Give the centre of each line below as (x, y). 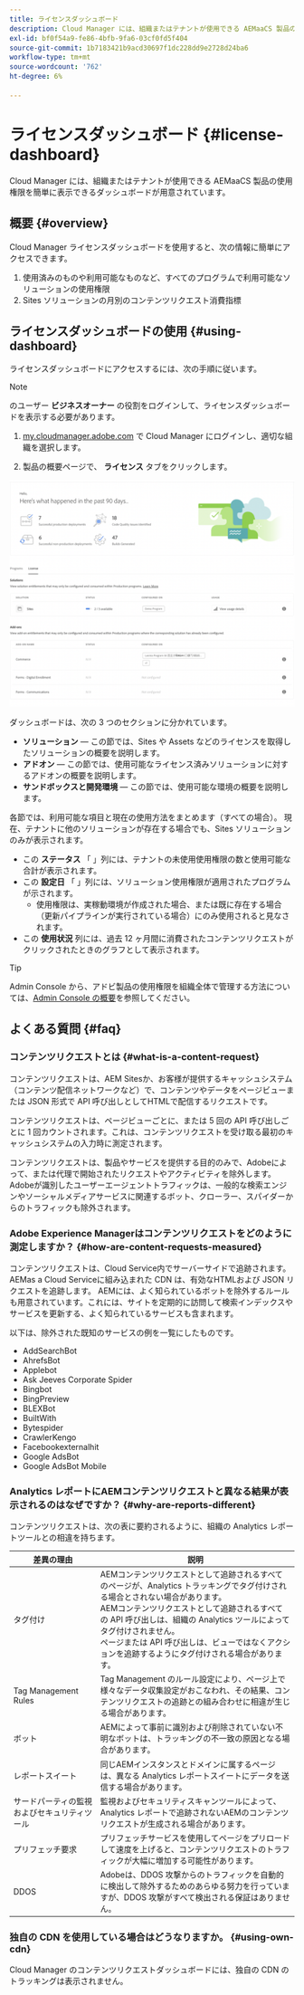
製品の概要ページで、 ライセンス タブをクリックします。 (127, 467)
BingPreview (46, 1398)
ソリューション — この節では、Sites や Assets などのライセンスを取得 (152, 741)
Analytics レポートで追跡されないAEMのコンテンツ (195, 1812)
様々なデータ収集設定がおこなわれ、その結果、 (187, 1690)
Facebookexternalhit (61, 1446)
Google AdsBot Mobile (64, 1465)
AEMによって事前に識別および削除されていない (188, 1727)
